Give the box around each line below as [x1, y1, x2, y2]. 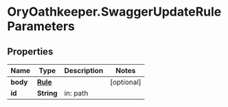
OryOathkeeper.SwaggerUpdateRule [7, 4, 222, 20]
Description [64, 66, 104, 75]
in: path [64, 89, 89, 97]
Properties [7, 46, 54, 57]
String [36, 89, 58, 97]
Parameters [7, 18, 76, 34]
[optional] [109, 78, 142, 87]
